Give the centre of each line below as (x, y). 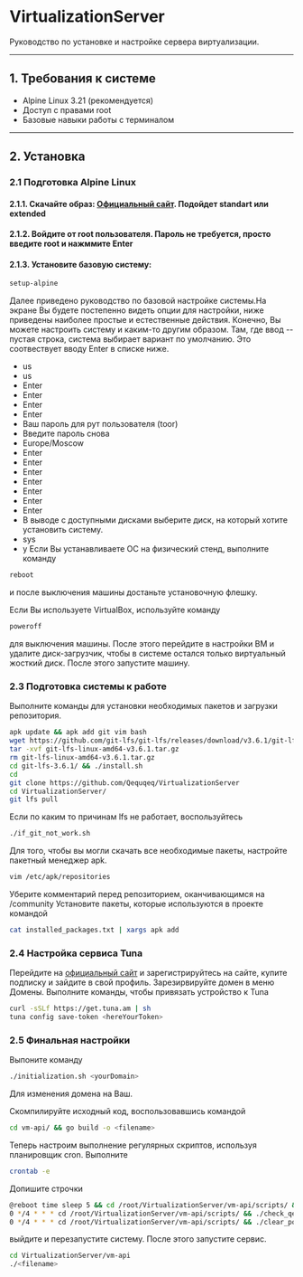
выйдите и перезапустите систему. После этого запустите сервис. (138, 1239)
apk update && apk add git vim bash (78, 733)
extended (28, 213)
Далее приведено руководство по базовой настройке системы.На (138, 301)
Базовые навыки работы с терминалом (98, 119)
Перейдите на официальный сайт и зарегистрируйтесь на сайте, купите (148, 973)
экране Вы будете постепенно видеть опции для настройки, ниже (137, 310)
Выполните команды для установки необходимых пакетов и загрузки (143, 706)
